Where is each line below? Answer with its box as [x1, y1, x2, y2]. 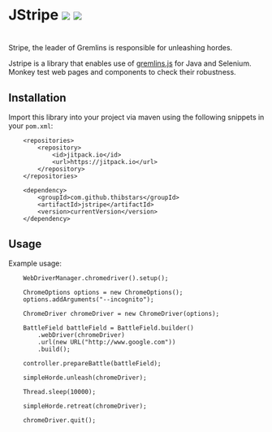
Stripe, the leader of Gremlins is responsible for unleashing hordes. [8, 43, 233, 53]
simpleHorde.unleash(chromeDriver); [23, 374, 148, 382]
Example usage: [8, 258, 63, 268]
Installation [8, 91, 67, 105]
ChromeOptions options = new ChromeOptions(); [23, 288, 183, 296]
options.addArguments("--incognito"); [23, 296, 154, 304]
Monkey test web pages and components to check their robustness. [8, 67, 237, 77]
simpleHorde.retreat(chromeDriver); [23, 402, 148, 410]
